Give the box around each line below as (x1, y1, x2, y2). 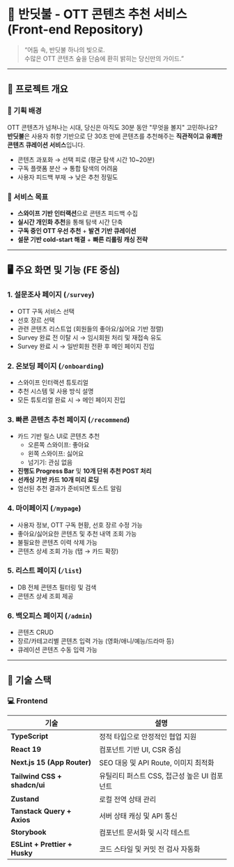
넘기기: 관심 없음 (27, 458, 73, 467)
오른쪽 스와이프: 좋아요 (27, 441, 90, 449)
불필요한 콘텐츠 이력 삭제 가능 (17, 538, 97, 546)
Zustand (10, 794, 40, 804)
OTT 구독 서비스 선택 (17, 307, 75, 315)
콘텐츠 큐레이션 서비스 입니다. (7, 140, 86, 149)
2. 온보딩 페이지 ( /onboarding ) (7, 361, 104, 370)
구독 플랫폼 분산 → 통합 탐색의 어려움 (17, 164, 118, 172)
